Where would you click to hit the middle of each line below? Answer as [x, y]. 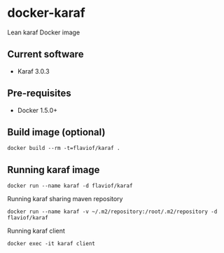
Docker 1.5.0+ [37, 110]
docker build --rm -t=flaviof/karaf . [64, 149]
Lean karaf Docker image [44, 32]
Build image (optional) [56, 132]
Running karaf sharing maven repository [65, 199]
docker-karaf [46, 13]
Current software [45, 54]
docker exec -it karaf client [51, 244]
